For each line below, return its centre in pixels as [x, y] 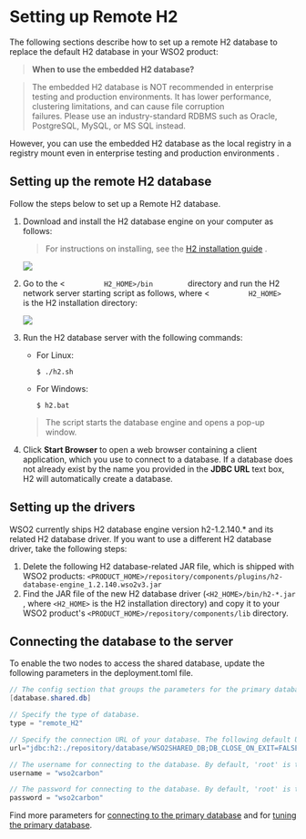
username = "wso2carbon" [56, 773]
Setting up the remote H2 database [111, 182]
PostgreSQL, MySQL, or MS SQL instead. [109, 126]
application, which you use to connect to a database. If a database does [158, 459]
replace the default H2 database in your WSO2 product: [114, 51]
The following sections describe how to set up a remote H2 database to [143, 42]
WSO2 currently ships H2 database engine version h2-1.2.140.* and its [142, 529]
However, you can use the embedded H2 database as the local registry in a [150, 143]
